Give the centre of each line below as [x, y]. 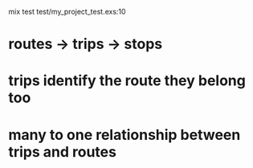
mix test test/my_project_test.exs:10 [67, 12]
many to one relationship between [124, 135]
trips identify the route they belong [127, 81]
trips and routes [62, 152]
